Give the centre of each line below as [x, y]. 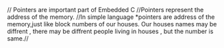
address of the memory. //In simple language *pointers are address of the [111, 17]
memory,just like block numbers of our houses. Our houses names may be [112, 24]
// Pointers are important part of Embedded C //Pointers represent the [105, 10]
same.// [18, 39]
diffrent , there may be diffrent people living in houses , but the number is [110, 31]
